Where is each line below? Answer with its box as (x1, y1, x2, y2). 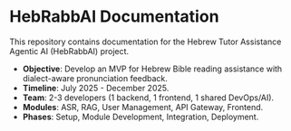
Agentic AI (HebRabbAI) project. (9, 45, 130, 56)
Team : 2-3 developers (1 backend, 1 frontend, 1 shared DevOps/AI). (22, 92, 275, 103)
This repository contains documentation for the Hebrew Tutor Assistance (9, 36, 282, 47)
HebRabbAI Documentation (9, 6, 219, 27)
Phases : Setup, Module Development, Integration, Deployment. (22, 111, 259, 122)
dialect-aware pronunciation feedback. (22, 72, 168, 83)
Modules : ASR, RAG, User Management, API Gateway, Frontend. (22, 101, 264, 112)
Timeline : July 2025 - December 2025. (22, 82, 170, 93)
